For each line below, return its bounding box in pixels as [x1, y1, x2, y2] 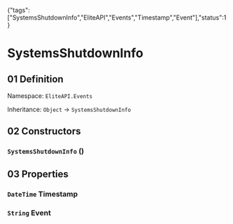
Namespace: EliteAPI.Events [7, 92, 93, 100]
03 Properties [7, 168, 69, 180]
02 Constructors [7, 125, 81, 137]
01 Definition [7, 73, 64, 85]
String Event [7, 208, 51, 218]
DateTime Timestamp [7, 189, 78, 199]
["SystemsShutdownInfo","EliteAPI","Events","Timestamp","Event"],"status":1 [7, 13, 227, 22]
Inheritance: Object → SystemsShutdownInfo [7, 105, 132, 113]
